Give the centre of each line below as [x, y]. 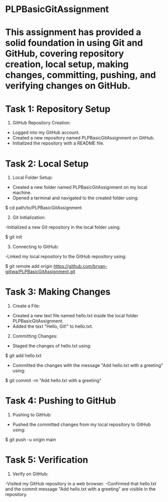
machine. [22, 193]
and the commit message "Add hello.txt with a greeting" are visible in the [80, 489]
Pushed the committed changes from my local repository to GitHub [82, 424]
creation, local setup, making [67, 64]
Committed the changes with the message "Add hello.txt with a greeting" [88, 366]
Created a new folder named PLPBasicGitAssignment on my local [80, 187]
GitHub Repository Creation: [42, 123]
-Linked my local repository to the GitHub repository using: [66, 257]
